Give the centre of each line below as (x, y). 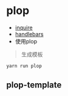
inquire (24, 28)
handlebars (29, 34)
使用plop (26, 41)
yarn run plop (24, 66)
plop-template (34, 85)
